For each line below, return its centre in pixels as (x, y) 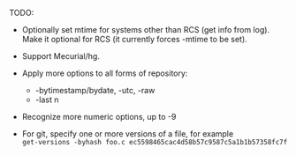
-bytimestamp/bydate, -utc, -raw (95, 90)
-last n (47, 100)
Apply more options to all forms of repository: (105, 73)
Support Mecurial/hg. (61, 56)
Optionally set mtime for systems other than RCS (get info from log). (146, 30)
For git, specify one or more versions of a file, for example (128, 134)
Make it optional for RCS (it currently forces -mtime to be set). (134, 39)
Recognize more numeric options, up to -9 (99, 117)
